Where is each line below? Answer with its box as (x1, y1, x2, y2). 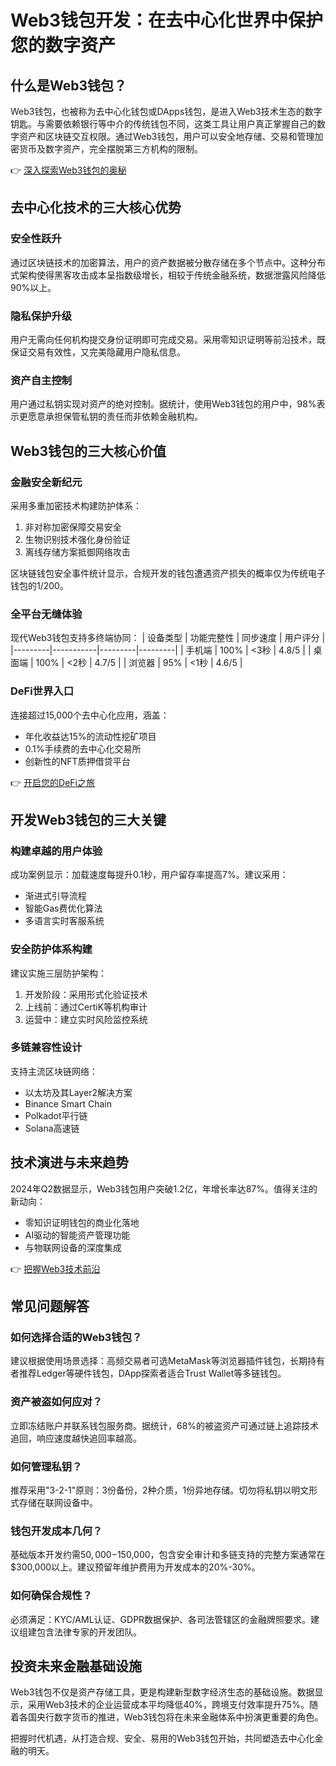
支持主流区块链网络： (10, 1065, 98, 1077)
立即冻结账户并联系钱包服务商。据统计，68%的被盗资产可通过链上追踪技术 (10, 1419, 320, 1431)
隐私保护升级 (10, 309, 73, 323)
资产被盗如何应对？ (10, 1395, 103, 1409)
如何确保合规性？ (10, 1589, 93, 1603)
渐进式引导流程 (24, 890, 87, 902)
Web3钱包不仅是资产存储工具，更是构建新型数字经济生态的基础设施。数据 (10, 1686, 315, 1698)
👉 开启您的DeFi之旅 (10, 776, 95, 788)
